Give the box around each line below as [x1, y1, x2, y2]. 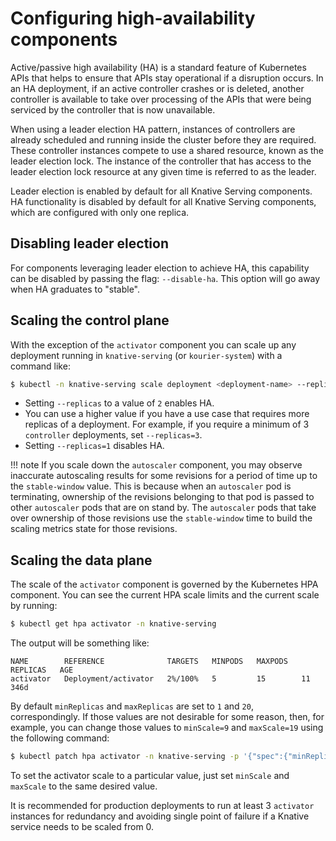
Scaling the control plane [10, 312, 170, 329]
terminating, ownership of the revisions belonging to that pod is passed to [10, 491, 315, 503]
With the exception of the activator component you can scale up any [10, 338, 297, 351]
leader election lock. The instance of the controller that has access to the [10, 155, 312, 167]
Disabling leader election [10, 235, 170, 252]
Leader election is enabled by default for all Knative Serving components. [10, 185, 313, 197]
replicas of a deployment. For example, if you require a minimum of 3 [24, 418, 310, 431]
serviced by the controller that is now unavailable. [10, 103, 216, 116]
